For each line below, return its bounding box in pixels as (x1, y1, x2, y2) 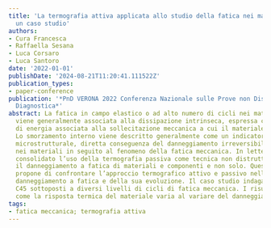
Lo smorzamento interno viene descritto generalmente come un (15, 132, 229, 140)
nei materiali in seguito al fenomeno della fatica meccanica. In (15, 147, 244, 155)
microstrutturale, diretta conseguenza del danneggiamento (15, 139, 219, 148)
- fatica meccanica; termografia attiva (8, 207, 147, 215)
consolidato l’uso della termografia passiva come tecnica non (15, 154, 232, 163)
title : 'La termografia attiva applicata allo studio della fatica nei (8, 11, 254, 20)
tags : (8, 200, 27, 208)
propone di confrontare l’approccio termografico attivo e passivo (15, 170, 248, 178)
